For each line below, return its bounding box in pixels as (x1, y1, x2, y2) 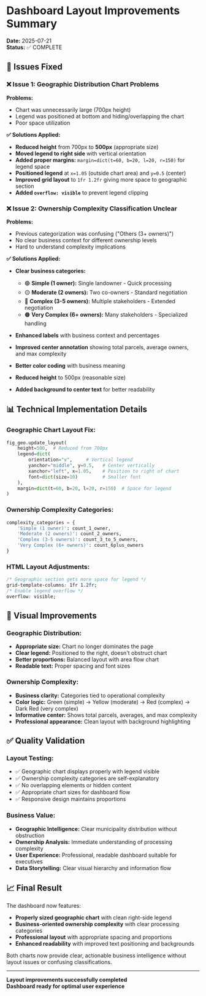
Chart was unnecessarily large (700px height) (15, 106, 131, 114)
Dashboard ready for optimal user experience (6, 982, 125, 990)
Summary (6, 17, 57, 31)
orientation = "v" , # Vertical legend (28, 457, 133, 463)
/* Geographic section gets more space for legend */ (6, 576, 147, 583)
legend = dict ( (17, 451, 51, 457)
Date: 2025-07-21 (6, 37, 52, 44)
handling (24, 320, 47, 327)
